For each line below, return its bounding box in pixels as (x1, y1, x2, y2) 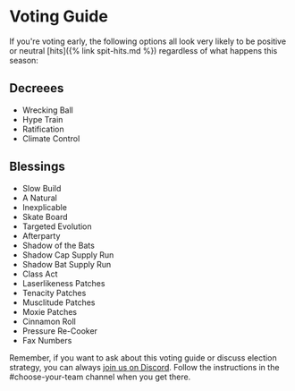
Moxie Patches (21, 306, 78, 317)
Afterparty (21, 230, 61, 241)
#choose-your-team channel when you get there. (9, 371, 191, 382)
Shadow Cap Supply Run (21, 249, 114, 260)
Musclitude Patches (21, 297, 96, 308)
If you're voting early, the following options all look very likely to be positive (9, 36, 287, 47)
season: (9, 55, 38, 65)
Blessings (9, 159, 65, 174)
